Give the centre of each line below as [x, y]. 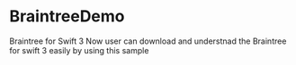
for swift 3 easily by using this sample [79, 50]
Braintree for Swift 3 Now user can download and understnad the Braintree [148, 41]
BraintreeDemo [67, 16]
